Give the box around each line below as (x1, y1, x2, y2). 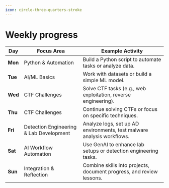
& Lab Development (24, 130, 70, 137)
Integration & (24, 165, 54, 172)
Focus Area (37, 47, 65, 54)
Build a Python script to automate (82, 56, 161, 63)
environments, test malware (82, 127, 148, 134)
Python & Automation (24, 59, 74, 66)
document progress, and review (82, 168, 158, 175)
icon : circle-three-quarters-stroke (5, 7, 82, 13)
